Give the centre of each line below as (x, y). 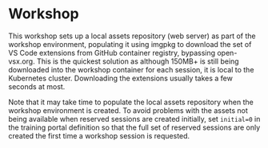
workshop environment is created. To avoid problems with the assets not (128, 110)
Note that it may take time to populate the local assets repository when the (131, 102)
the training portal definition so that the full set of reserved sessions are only (134, 127)
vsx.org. (22, 61)
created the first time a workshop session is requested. (99, 135)
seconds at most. (37, 86)
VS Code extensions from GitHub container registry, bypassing (112, 53)
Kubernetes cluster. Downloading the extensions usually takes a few (121, 78)
